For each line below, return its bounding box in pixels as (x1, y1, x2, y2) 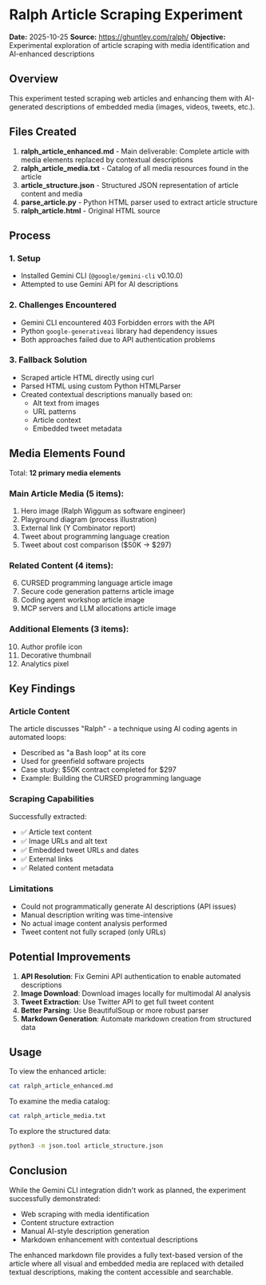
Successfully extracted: (9, 811, 87, 821)
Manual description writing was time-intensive (20, 909, 173, 920)
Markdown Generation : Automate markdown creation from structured (20, 1013, 252, 1024)
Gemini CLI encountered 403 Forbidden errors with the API (20, 317, 215, 327)
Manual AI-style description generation (20, 1226, 150, 1235)
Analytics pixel (20, 658, 69, 668)
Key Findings (9, 682, 76, 695)
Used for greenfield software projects (20, 757, 145, 766)
